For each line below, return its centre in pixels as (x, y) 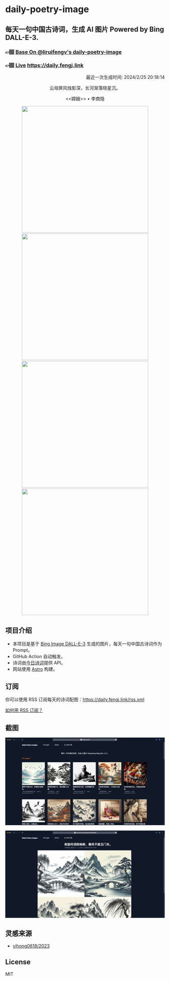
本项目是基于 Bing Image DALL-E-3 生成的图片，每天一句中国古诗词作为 (87, 643)
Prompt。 (23, 650)
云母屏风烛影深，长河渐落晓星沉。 (85, 88)
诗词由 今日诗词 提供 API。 (39, 663)
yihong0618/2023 (31, 946)
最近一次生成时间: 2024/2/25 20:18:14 (125, 77)
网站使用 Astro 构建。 (35, 669)
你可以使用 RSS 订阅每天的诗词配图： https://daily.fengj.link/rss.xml (75, 700)
